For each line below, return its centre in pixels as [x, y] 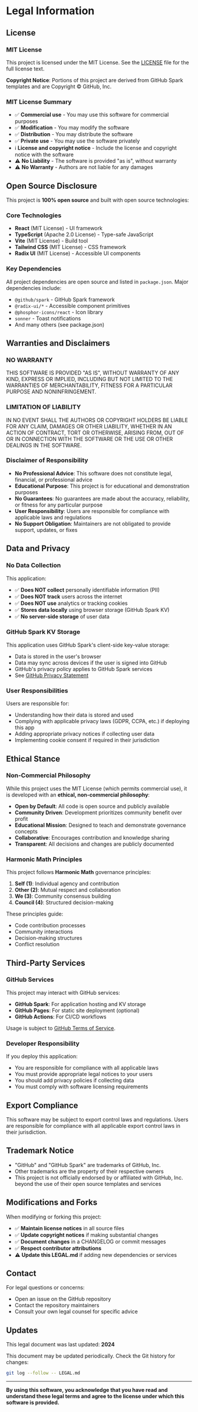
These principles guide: [35, 914]
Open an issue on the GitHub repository [63, 1299]
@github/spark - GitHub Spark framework [65, 299]
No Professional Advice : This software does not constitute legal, [93, 473]
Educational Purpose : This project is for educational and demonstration [102, 486]
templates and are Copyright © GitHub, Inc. [59, 86]
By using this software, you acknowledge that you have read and [87, 1390]
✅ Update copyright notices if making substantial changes [86, 1234]
